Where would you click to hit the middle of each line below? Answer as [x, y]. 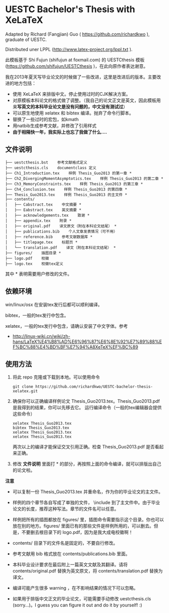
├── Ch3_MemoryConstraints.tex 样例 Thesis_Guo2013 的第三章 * [74, 184]
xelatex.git [25, 391]
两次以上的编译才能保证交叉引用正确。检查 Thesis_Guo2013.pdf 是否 [84, 447]
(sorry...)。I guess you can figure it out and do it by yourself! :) [77, 605]
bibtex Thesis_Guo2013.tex [41, 428]
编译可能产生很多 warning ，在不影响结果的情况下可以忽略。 [75, 588]
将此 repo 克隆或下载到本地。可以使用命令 [56, 377]
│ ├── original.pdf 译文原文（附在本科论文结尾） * [61, 226]
